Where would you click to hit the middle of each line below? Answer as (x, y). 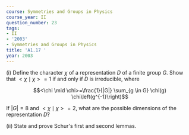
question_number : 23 (32, 22)
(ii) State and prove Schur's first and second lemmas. (71, 126)
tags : (13, 28)
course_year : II (26, 17)
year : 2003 (20, 56)
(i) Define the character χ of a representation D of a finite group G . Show (95, 72)
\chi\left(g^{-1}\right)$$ (100, 97)
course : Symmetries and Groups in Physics (59, 12)
